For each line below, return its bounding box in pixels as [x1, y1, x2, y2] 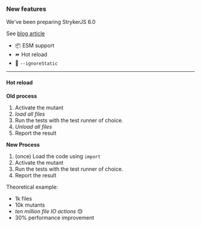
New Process [6, 141, 40, 148]
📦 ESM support [14, 42, 55, 49]
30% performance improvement [14, 214, 95, 221]
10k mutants [14, 201, 45, 208]
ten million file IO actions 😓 [14, 207, 83, 214]
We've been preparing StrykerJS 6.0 [6, 19, 96, 26]
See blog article [6, 30, 45, 37]
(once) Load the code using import [14, 152, 101, 160]
